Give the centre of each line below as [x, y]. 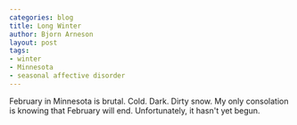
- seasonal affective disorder [67, 76]
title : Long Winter [45, 26]
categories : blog [41, 17]
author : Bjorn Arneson [51, 34]
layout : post [33, 42]
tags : [19, 51]
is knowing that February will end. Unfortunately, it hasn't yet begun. [135, 110]
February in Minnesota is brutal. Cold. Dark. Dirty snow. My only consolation [149, 101]
